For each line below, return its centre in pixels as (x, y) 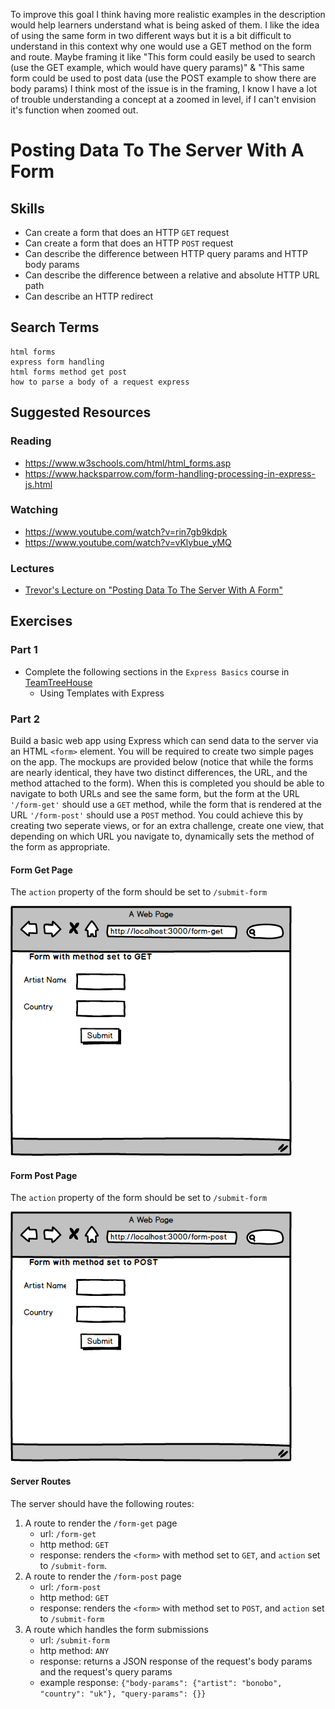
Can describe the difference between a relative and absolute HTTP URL (172, 275)
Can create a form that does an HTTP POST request (129, 243)
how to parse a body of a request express (100, 382)
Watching (34, 510)
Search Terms (55, 327)
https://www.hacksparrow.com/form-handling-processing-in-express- (170, 473)
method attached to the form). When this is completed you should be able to (167, 783)
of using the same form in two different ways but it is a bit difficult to (151, 35)
